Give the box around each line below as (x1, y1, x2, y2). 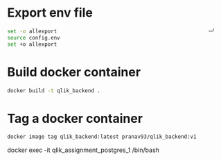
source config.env (7, 34, 60, 41)
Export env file (7, 5, 94, 21)
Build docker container (7, 64, 141, 80)
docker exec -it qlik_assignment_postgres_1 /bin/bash (7, 146, 159, 154)
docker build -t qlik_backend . (7, 87, 100, 94)
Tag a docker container (7, 110, 143, 126)
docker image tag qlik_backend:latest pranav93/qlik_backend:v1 (7, 133, 197, 140)
